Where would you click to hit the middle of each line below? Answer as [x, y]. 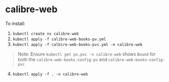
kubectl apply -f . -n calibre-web [50, 74]
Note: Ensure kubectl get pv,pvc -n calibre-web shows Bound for [87, 54]
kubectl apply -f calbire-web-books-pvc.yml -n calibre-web [77, 44]
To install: [15, 23]
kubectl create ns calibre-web [46, 34]
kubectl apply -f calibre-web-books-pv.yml [59, 39]
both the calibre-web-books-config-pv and [62, 59]
